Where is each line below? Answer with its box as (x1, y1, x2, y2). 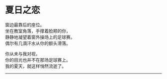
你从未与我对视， (5, 50, 40, 57)
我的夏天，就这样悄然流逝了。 (5, 63, 66, 69)
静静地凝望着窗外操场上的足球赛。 (5, 34, 75, 40)
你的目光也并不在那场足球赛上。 (5, 57, 71, 63)
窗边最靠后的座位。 (5, 22, 45, 28)
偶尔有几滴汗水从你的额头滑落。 (5, 40, 71, 46)
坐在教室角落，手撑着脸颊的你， (5, 28, 71, 34)
